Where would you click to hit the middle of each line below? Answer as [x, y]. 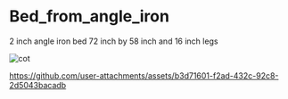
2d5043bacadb [38, 85]
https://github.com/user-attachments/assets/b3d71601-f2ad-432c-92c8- [144, 75]
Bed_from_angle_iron [89, 16]
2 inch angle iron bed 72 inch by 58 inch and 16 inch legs [114, 41]
